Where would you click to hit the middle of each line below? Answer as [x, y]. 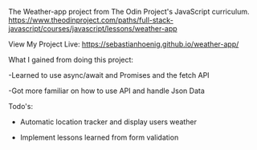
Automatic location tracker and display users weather [108, 122]
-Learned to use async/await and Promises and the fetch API [109, 75]
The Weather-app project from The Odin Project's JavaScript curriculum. [129, 12]
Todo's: [21, 106]
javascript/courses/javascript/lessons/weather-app [93, 28]
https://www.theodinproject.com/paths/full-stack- [91, 20]
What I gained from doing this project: [71, 60]
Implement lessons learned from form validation [99, 137]
